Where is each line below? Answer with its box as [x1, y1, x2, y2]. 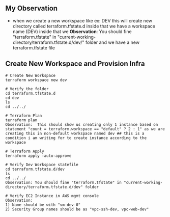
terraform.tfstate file [12, 44, 55, 50]
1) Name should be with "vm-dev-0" [5, 202, 81, 207]
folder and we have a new [85, 39, 140, 45]
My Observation [5, 4, 58, 13]
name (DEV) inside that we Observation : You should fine [12, 28, 132, 35]
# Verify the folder [5, 86, 49, 91]
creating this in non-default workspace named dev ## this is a [5, 131, 145, 136]
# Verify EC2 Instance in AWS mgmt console [5, 193, 99, 198]
